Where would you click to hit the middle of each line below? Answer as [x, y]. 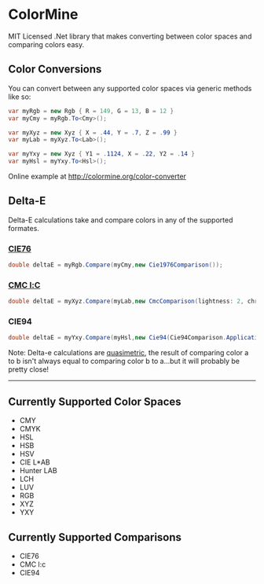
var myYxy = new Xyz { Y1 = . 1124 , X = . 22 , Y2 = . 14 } [101, 154]
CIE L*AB [35, 462]
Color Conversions [55, 70]
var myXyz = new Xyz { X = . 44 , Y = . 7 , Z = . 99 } [93, 132]
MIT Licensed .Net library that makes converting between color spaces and [130, 36]
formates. [24, 228]
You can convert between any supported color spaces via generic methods [130, 88]
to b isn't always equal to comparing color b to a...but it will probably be [124, 361]
